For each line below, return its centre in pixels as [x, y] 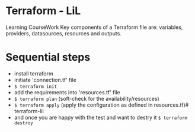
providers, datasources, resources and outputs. [64, 33]
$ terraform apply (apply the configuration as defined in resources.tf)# [101, 105]
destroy [23, 123]
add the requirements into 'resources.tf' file [67, 92]
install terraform [34, 73]
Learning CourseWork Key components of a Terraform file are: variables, [94, 27]
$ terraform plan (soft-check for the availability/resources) [87, 98]
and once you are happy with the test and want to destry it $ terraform [101, 117]
